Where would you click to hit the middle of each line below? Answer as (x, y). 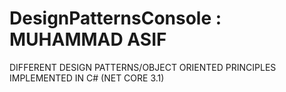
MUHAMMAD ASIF (88, 39)
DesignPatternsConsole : (115, 18)
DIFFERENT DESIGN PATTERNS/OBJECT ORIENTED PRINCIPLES (143, 67)
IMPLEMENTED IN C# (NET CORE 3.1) (87, 78)
